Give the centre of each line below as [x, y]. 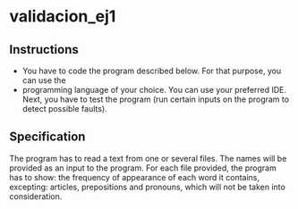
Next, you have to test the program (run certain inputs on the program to [155, 99]
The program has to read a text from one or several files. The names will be [148, 158]
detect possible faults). [64, 109]
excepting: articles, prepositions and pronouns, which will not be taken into [148, 187]
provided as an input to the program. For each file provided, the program [143, 168]
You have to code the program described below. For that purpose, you [152, 71]
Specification [47, 137]
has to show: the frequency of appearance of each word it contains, [135, 177]
